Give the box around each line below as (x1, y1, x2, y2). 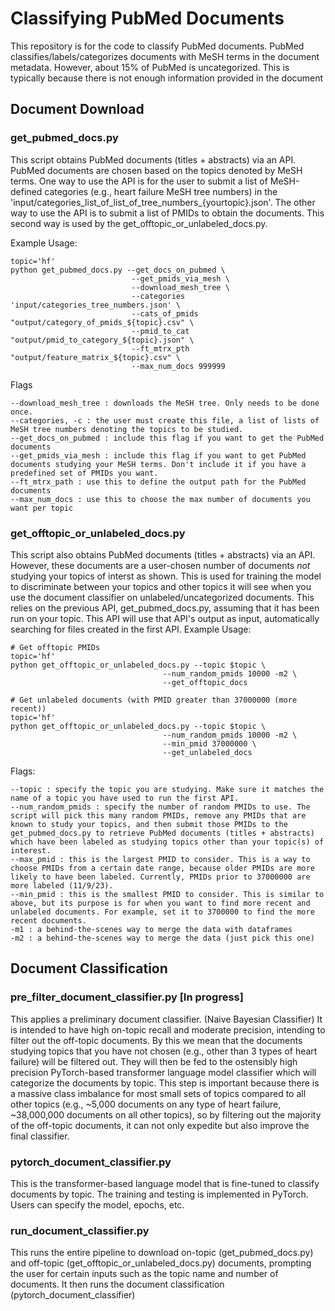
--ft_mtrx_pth (131, 343, 190, 354)
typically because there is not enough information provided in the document (10, 72, 324, 84)
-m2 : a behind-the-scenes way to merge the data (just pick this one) (10, 933, 315, 943)
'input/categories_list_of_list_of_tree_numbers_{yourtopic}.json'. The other (10, 196, 316, 208)
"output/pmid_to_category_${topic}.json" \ (10, 335, 195, 345)
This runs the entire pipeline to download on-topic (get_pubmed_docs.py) (10, 1247, 314, 1259)
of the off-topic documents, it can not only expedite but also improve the (10, 1119, 310, 1131)
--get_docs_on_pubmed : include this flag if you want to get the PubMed (10, 433, 325, 443)
